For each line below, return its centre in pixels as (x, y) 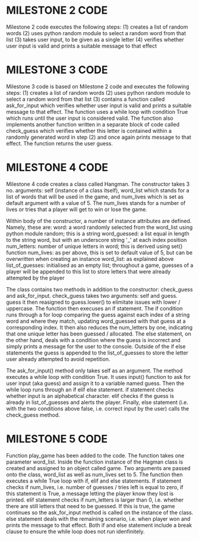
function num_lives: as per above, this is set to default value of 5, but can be (99, 252)
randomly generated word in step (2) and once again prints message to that (99, 137)
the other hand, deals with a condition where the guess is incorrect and (94, 340)
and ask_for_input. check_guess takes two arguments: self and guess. (92, 296)
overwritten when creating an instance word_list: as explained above (90, 259)
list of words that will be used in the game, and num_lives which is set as (95, 197)
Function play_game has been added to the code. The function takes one (95, 455)
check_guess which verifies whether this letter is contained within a (89, 130)
